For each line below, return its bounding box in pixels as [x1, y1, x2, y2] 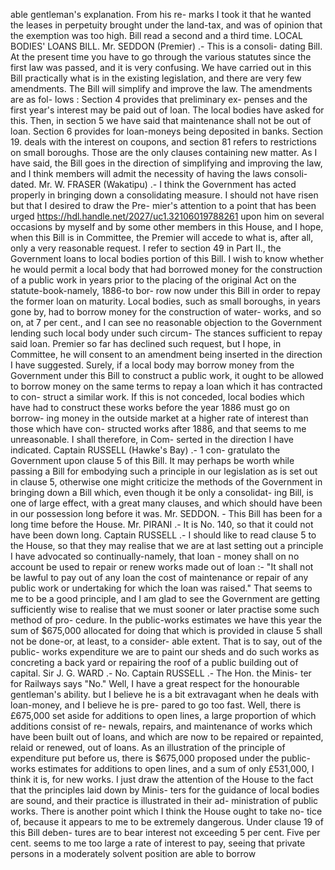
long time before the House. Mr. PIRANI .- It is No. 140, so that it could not [10, 519, 314, 530]
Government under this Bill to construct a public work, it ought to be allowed [10, 370, 324, 381]
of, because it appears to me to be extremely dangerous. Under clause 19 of [10, 816, 324, 828]
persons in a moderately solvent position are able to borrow [10, 848, 257, 859]
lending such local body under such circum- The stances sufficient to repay [10, 327, 323, 339]
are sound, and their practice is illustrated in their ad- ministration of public [10, 795, 319, 806]
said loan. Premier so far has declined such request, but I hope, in [10, 338, 282, 349]
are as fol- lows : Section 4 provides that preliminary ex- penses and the [10, 94, 308, 105]
